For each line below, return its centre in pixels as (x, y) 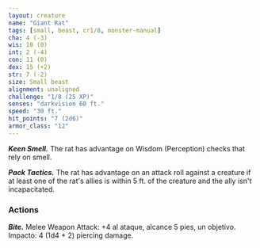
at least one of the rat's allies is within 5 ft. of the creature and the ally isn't (130, 181)
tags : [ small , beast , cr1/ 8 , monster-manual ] (84, 30)
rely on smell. (30, 157)
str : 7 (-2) (28, 74)
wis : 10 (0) (28, 45)
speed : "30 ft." (35, 112)
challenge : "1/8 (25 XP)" (51, 97)
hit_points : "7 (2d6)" (46, 119)
